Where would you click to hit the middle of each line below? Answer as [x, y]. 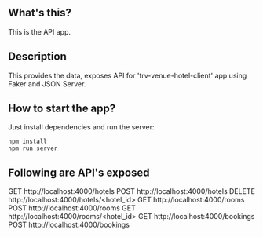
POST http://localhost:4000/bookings [69, 225]
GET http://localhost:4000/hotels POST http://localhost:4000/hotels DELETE [131, 191]
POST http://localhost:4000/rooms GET [72, 208]
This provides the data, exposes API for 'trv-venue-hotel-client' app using [128, 75]
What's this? [40, 13]
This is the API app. [40, 31]
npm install [27, 142]
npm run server [33, 148]
